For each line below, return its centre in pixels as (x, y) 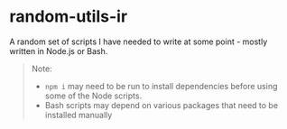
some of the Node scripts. (93, 96)
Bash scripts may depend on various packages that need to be (161, 105)
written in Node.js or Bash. (59, 51)
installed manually (79, 115)
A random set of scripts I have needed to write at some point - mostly (139, 41)
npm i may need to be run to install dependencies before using (161, 86)
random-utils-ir (69, 17)
